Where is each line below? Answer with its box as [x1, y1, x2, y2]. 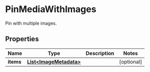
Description [85, 49, 114, 56]
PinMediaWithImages [5, 4, 97, 15]
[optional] [119, 58, 142, 65]
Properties [5, 35, 39, 43]
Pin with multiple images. [5, 20, 57, 26]
